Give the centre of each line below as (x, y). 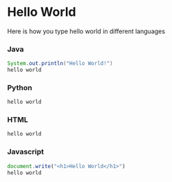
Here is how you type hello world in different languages (86, 31)
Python (20, 87)
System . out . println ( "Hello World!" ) (60, 64)
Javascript (26, 152)
